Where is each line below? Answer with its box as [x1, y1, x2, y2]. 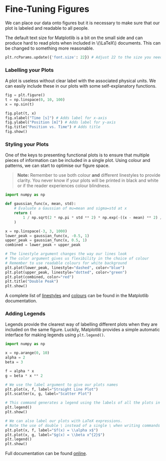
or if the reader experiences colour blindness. [17, 183, 111, 189]
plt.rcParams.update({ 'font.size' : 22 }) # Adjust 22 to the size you [5, 54, 152, 60]
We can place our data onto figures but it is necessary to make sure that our [5, 20, 160, 26]
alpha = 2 [5, 355, 26, 360]
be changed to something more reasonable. [5, 45, 94, 51]
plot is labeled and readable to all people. [5, 25, 89, 31]
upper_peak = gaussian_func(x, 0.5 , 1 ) [5, 238, 87, 243]
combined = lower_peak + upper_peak [5, 243, 81, 248]
